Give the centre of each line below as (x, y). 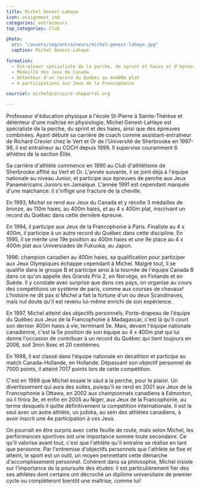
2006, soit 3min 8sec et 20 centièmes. (54, 345)
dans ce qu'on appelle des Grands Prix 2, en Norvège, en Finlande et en (95, 276)
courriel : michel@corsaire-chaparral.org (58, 94)
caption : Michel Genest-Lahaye (50, 50)
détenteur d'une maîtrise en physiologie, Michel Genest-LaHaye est (89, 122)
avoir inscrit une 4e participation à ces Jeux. (61, 418)
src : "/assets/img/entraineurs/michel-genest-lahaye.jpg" (85, 45)
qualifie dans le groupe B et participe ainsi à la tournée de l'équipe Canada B (100, 270)
